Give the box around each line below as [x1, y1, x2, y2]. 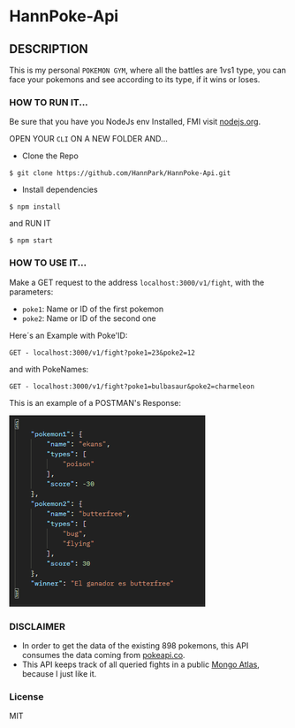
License [9, 690, 44, 702]
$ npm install [9, 203, 62, 211]
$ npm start [9, 236, 53, 245]
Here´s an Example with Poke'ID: [9, 330, 128, 341]
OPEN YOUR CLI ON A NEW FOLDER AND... [9, 134, 168, 144]
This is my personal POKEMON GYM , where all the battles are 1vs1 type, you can [9, 65, 287, 75]
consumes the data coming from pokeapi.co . [21, 649, 185, 660]
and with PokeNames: [9, 364, 89, 374]
